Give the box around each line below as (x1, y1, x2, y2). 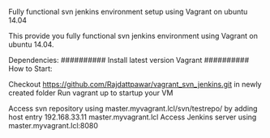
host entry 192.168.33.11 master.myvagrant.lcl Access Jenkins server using (8, 112, 257, 122)
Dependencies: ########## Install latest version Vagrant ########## (8, 56, 250, 65)
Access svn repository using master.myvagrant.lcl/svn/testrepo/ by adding (8, 104, 258, 113)
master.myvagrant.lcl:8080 (8, 121, 99, 130)
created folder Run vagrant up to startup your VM (8, 88, 174, 98)
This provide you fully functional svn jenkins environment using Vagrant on (8, 31, 258, 40)
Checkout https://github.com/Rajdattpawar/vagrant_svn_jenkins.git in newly (8, 80, 262, 89)
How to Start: (8, 64, 53, 73)
